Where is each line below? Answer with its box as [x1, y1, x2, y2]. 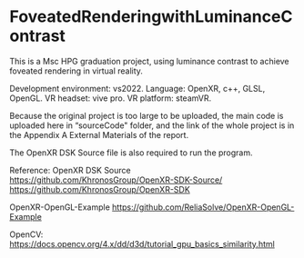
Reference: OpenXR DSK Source [9, 164, 131, 175]
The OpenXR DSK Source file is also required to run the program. [9, 147, 253, 158]
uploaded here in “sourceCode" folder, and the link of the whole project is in [9, 120, 295, 131]
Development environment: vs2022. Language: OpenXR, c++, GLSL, [9, 83, 266, 94]
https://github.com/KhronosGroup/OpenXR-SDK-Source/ [9, 174, 223, 185]
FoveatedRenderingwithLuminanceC [9, 6, 293, 27]
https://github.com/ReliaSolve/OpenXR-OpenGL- [112, 202, 295, 213]
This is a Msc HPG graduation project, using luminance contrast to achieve [9, 55, 289, 66]
